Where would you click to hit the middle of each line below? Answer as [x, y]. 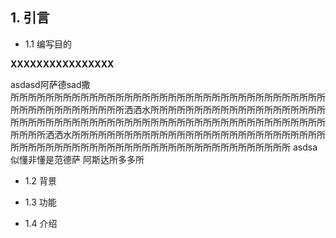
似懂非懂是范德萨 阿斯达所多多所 [77, 159]
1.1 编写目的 [48, 44]
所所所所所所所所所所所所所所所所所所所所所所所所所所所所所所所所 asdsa [164, 147]
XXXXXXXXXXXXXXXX [62, 64]
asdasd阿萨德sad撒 [50, 84]
